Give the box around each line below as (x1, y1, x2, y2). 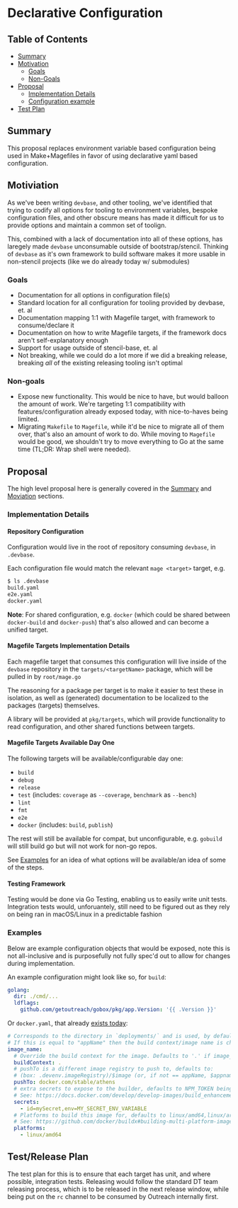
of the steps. (7, 863, 45, 872)
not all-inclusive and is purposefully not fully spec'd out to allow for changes (7, 951, 231, 960)
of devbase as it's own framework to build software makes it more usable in (7, 249, 225, 258)
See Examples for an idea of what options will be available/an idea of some (7, 855, 227, 865)
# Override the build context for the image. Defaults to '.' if (13, 1052, 211, 1059)
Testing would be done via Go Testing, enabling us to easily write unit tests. (7, 895, 228, 904)
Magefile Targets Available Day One (7, 739, 115, 747)
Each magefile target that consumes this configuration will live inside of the (7, 657, 227, 666)
